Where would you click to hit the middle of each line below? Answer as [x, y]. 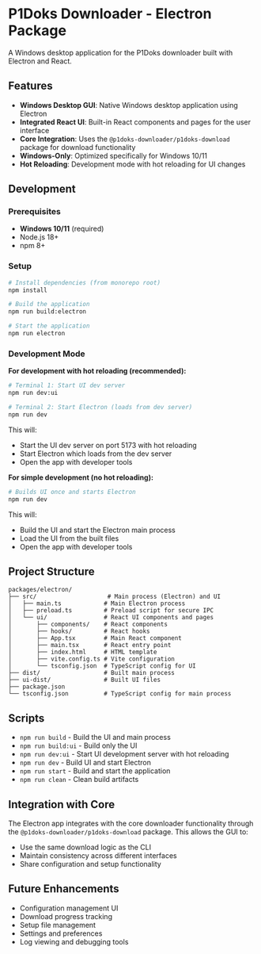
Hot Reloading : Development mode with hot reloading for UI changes [132, 164]
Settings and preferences [61, 933]
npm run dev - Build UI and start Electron [85, 763]
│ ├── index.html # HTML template [83, 652]
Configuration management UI [69, 908]
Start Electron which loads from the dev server [96, 454]
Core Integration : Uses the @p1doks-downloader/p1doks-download [125, 139]
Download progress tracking [66, 916]
